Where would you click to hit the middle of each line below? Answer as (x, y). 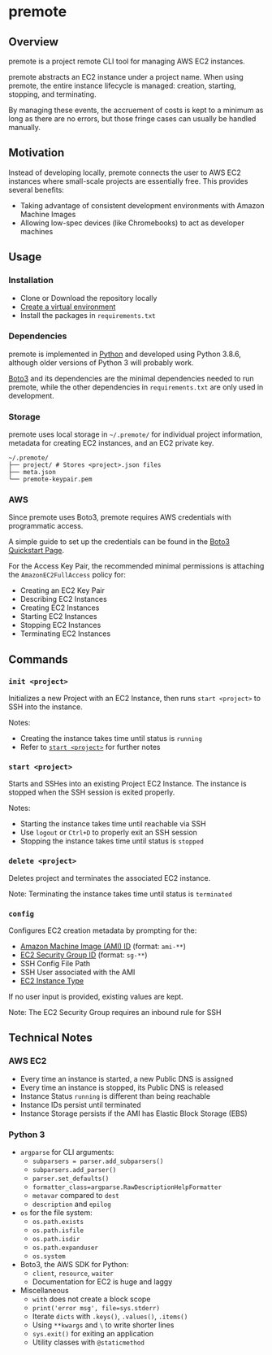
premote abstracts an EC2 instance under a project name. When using (126, 77)
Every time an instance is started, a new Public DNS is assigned (127, 1078)
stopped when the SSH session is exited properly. (92, 792)
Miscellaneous (44, 1290)
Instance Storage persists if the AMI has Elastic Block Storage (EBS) (134, 1113)
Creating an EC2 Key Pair (63, 590)
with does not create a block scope (91, 1299)
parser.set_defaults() (71, 1179)
